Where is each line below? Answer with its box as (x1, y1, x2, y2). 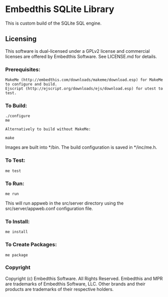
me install (5, 230, 28, 235)
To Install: (5, 218, 30, 225)
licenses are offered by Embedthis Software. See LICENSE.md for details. (5, 53, 157, 59)
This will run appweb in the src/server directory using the (5, 200, 124, 206)
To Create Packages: (5, 241, 57, 248)
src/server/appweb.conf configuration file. (5, 205, 93, 212)
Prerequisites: (5, 66, 41, 73)
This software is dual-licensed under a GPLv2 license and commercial (5, 48, 150, 54)
